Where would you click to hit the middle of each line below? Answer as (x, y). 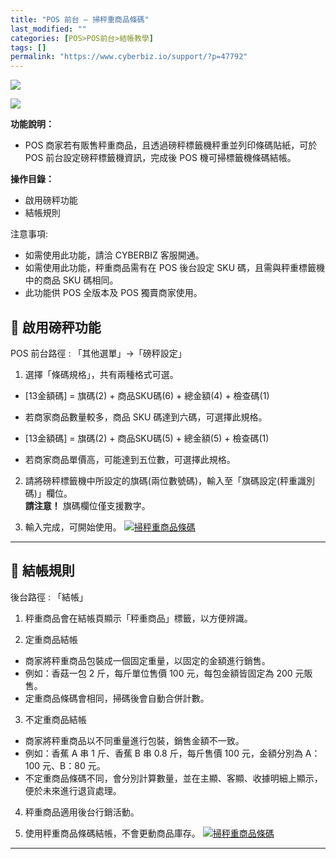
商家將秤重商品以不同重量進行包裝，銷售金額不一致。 (134, 740)
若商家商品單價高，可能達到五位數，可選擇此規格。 (130, 459)
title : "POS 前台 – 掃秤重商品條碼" (80, 19)
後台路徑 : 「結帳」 (49, 597)
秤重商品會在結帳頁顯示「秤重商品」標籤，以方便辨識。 (138, 618)
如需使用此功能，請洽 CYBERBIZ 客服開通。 (114, 255)
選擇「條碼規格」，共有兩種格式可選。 (101, 374)
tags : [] (28, 47)
